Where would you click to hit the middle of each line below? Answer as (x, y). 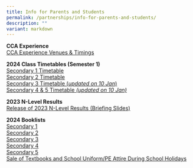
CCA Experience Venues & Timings (50, 53)
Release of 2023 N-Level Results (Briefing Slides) (68, 108)
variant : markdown (30, 29)
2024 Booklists (26, 120)
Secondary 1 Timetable (35, 71)
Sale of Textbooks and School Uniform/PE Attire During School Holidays (96, 159)
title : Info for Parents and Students (55, 12)
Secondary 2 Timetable (36, 77)
